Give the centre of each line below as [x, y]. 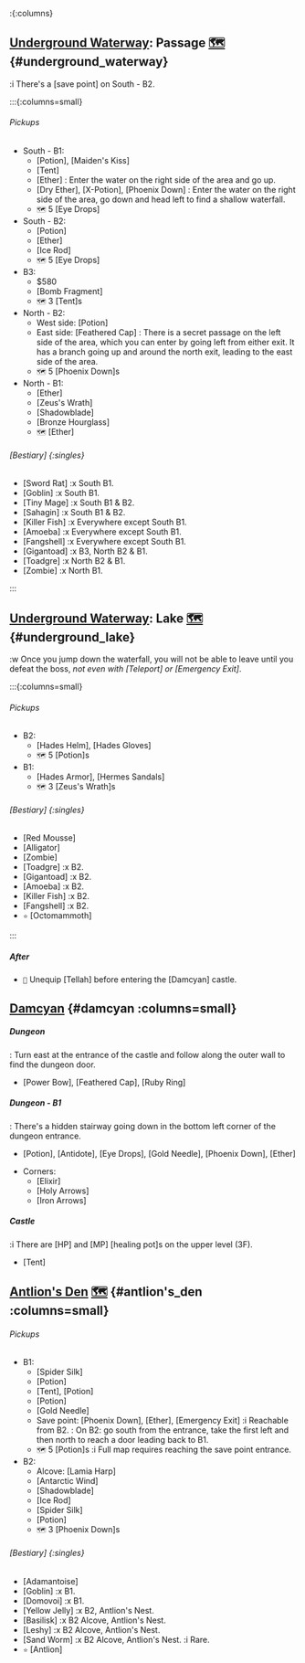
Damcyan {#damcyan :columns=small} [123, 1008]
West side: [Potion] [72, 323]
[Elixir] [48, 1181]
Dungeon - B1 [36, 1103]
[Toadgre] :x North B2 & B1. [74, 561]
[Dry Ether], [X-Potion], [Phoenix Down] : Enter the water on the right [166, 190]
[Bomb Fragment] [69, 291]
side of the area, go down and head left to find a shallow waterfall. [161, 199]
